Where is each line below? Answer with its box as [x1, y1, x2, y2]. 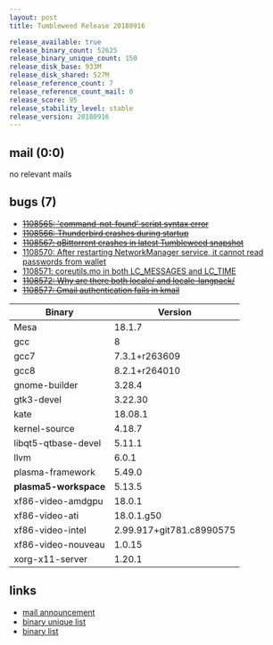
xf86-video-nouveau [13, 538, 105, 550]
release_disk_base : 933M [9, 62, 102, 71]
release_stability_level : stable [9, 103, 134, 112]
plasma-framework [13, 466, 95, 478]
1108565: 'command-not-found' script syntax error [21, 218, 210, 228]
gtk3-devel [13, 393, 62, 406]
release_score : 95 [9, 95, 78, 104]
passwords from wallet [21, 256, 107, 267]
